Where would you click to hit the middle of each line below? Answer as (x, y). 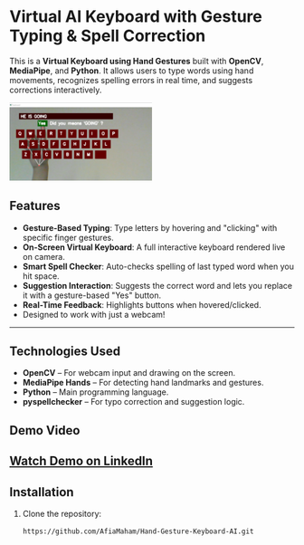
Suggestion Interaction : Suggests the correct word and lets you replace (157, 285)
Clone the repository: (62, 513)
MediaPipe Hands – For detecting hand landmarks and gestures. (143, 383)
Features (35, 206)
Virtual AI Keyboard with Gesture (136, 17)
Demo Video (45, 430)
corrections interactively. (56, 90)
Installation (42, 492)
